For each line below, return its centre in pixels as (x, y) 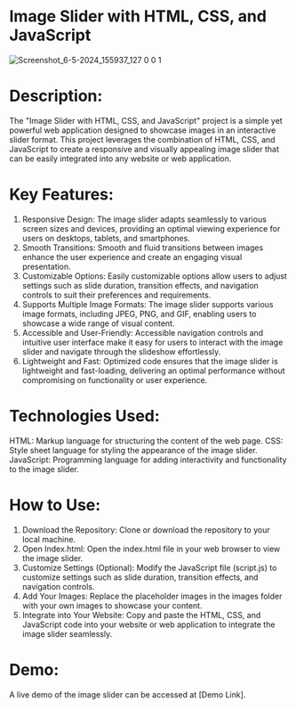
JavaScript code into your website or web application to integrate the (148, 624)
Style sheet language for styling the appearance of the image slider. (133, 450)
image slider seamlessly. (67, 633)
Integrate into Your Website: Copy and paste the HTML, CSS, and (141, 615)
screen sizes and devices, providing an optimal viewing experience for (151, 228)
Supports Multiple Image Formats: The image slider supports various (148, 304)
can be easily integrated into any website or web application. (120, 159)
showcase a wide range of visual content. (98, 323)
